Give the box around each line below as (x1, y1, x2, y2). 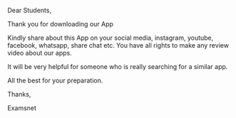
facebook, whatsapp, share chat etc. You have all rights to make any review (7, 41, 230, 49)
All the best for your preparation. (7, 76, 103, 85)
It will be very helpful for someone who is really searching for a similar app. (7, 63, 228, 70)
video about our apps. (7, 49, 73, 57)
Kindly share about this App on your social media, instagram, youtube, (7, 33, 214, 42)
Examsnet (7, 104, 37, 112)
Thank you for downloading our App (7, 20, 114, 28)
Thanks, (7, 90, 31, 98)
